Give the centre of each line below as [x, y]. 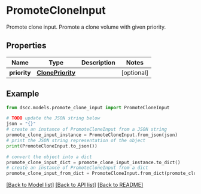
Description [98, 62]
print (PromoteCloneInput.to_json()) [52, 146]
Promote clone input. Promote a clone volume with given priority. [86, 27]
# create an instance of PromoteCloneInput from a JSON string [87, 130]
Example [23, 94]
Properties [26, 46]
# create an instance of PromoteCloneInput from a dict [77, 168]
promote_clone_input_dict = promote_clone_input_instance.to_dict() [93, 162]
